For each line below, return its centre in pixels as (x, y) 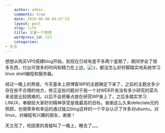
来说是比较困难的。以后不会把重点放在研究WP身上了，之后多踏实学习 (76, 96)
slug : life (25, 28)
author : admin (28, 10)
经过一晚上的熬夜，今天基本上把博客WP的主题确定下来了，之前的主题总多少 (82, 84)
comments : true (30, 14)
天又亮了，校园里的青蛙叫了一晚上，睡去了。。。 (53, 125)
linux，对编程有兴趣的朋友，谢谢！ (40, 115)
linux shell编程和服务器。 (30, 73)
